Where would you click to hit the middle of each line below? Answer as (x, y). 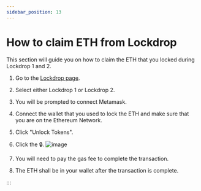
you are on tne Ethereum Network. (59, 120)
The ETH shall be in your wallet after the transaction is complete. (97, 170)
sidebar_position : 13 (34, 12)
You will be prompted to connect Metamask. (71, 101)
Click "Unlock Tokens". (44, 132)
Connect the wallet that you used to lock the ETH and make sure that (102, 114)
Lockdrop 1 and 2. (29, 66)
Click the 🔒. (30, 144)
